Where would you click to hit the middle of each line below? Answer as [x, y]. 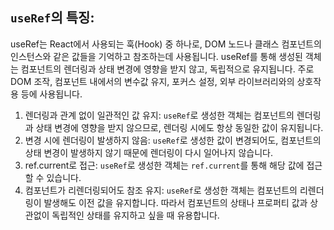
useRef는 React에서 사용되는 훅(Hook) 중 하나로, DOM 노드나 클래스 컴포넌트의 [166, 44]
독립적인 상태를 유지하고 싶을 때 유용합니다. [135, 215]
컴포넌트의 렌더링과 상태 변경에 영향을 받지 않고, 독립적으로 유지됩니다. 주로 [167, 69]
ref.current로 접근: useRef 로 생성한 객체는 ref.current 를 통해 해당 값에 [164, 165]
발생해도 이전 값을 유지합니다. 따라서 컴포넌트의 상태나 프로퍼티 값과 [175, 202]
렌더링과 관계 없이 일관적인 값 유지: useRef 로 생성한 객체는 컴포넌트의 [159, 115]
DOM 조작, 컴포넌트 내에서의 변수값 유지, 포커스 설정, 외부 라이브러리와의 [152, 81]
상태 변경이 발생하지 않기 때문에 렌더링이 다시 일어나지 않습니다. [148, 152]
